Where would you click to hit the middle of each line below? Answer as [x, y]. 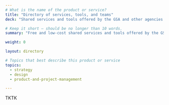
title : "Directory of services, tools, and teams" [59, 15]
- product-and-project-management [46, 79]
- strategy [21, 70]
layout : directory [24, 51]
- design [19, 74]
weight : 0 [16, 42]
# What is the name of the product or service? [56, 10]
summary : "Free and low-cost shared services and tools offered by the [82, 33]
